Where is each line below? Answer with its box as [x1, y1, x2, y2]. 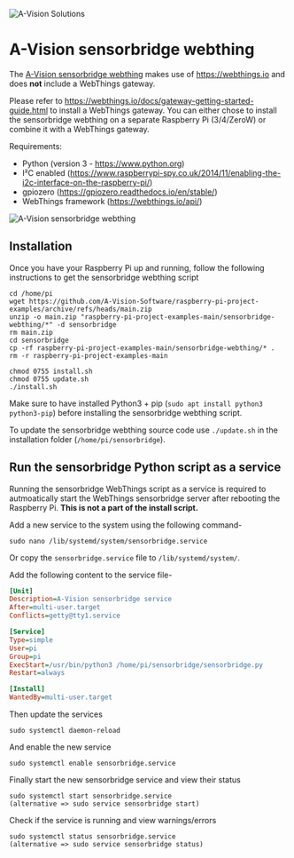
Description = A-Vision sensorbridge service [9, 595, 173, 604]
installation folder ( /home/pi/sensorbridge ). [9, 433, 166, 444]
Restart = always [9, 669, 66, 678]
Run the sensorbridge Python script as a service [9, 460, 282, 475]
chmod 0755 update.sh [9, 374, 89, 384]
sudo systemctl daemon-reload [9, 727, 121, 735]
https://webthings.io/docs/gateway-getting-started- [65, 95, 254, 106]
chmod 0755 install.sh [9, 367, 93, 376]
